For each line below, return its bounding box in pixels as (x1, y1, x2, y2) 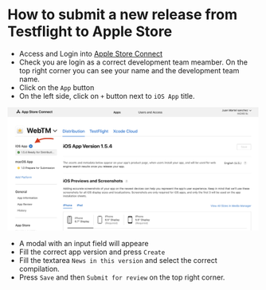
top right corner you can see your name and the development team (18, 65, 240, 75)
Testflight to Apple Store (7, 22, 173, 41)
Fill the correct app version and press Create (18, 247, 166, 257)
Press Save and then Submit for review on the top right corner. (18, 272, 225, 282)
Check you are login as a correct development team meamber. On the (18, 57, 248, 67)
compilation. (18, 264, 61, 273)
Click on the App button (18, 82, 95, 92)
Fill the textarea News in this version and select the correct (18, 255, 217, 265)
